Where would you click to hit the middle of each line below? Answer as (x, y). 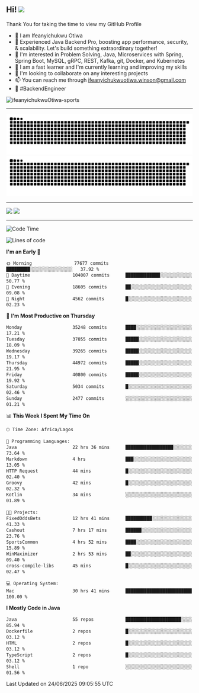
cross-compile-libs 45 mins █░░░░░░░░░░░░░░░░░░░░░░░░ (99, 566)
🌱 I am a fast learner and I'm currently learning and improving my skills (101, 67)
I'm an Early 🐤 (23, 252)
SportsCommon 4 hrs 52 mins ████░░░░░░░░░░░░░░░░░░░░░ (99, 542)
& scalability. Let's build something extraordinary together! (86, 48)
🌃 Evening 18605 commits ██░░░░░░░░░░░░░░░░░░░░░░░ (99, 287)
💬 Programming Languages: (38, 442)
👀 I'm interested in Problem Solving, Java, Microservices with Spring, (99, 54)
